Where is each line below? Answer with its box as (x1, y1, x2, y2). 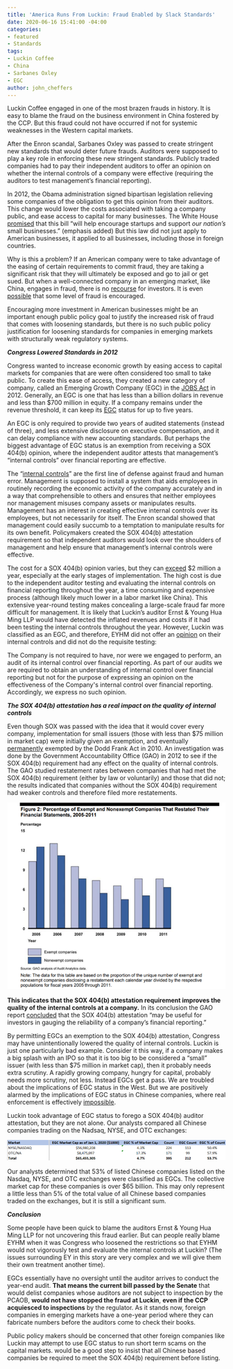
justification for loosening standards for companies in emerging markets (7, 327, 214, 336)
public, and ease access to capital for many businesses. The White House (7, 212, 218, 221)
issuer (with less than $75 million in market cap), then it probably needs (7, 1061, 212, 1069)
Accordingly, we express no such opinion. (7, 688, 127, 696)
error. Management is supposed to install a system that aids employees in (7, 477, 218, 485)
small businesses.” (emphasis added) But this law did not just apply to (7, 227, 207, 235)
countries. (7, 241, 36, 250)
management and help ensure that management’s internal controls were (7, 543, 213, 551)
